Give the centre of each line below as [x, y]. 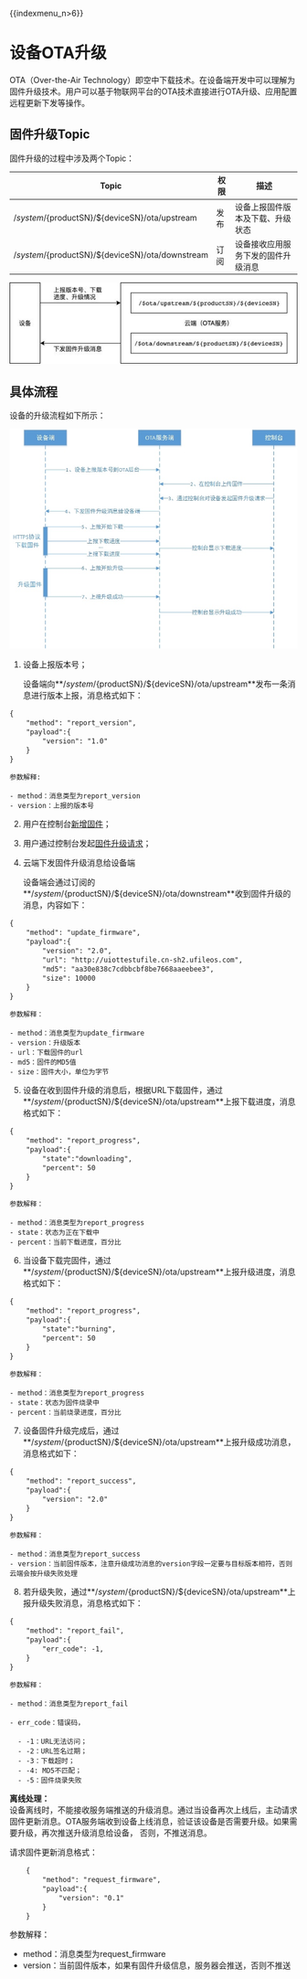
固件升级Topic [50, 135]
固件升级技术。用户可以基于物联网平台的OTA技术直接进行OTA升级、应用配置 [153, 91]
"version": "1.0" [75, 741]
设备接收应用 [259, 244]
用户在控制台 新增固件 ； [67, 824]
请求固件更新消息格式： [53, 1852]
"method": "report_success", [81, 1481]
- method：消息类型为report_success [75, 1554]
